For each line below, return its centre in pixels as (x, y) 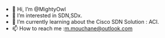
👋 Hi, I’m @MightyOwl (39, 9)
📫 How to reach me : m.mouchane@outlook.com (72, 28)
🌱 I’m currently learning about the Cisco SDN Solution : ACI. (85, 22)
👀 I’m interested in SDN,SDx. (47, 15)
